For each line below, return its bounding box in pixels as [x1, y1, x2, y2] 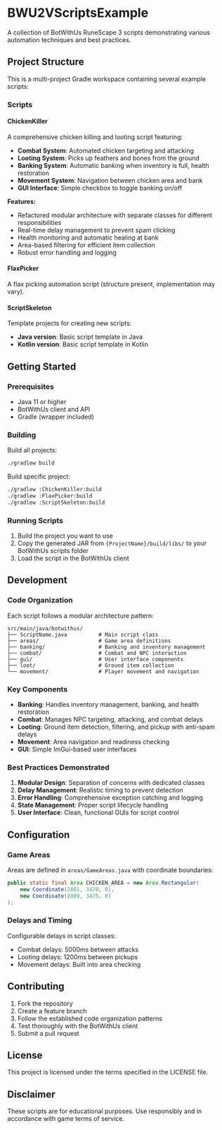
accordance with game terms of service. [7, 1115, 125, 1123]
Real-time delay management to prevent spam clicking [17, 226, 176, 234]
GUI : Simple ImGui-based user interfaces [17, 745, 137, 753]
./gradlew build [7, 460, 55, 467]
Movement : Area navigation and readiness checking [17, 738, 170, 746]
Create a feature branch [17, 1006, 87, 1015]
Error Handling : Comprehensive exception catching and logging [17, 793, 204, 802]
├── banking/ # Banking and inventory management [7, 643, 206, 651]
